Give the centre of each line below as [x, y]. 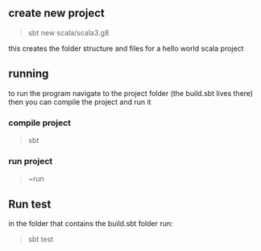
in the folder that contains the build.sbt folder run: [91, 224]
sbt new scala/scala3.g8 [68, 32]
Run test [30, 204]
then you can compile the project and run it [80, 102]
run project [31, 161]
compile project [39, 123]
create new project [56, 13]
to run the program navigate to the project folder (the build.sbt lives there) [131, 93]
